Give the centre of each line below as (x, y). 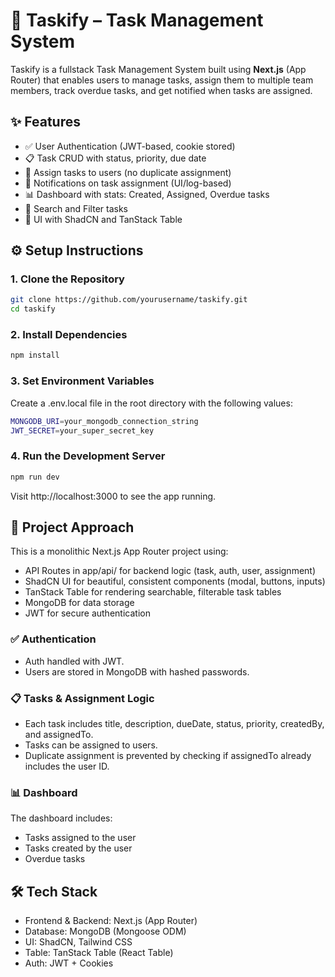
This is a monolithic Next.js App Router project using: (119, 551)
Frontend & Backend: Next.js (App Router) (111, 921)
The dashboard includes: (61, 818)
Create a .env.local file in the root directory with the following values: (151, 403)
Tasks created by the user (78, 848)
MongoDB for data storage (79, 603)
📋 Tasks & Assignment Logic (82, 698)
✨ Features (45, 122)
